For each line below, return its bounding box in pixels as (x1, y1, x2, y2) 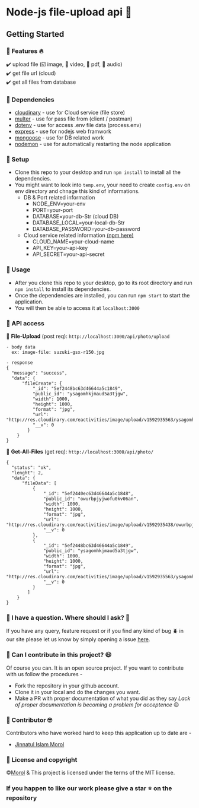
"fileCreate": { (21, 381, 62, 386)
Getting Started (6, 29, 65, 39)
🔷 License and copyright (6, 755, 78, 763)
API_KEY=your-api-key (32, 245, 88, 252)
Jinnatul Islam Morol (14, 740, 65, 747)
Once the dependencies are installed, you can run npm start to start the (14, 291, 190, 299)
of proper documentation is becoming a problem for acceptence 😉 (14, 701, 179, 708)
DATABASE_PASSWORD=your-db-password (32, 226, 140, 233)
